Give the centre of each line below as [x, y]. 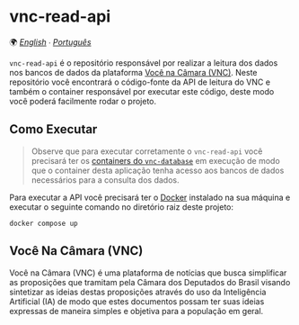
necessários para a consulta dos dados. [105, 180]
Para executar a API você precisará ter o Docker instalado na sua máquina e [150, 197]
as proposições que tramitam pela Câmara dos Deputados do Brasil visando [150, 282]
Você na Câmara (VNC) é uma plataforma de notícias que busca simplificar [148, 273]
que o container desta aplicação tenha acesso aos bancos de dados [158, 170]
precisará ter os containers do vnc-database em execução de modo [155, 160]
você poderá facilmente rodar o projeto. [83, 101]
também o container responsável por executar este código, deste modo [142, 91]
